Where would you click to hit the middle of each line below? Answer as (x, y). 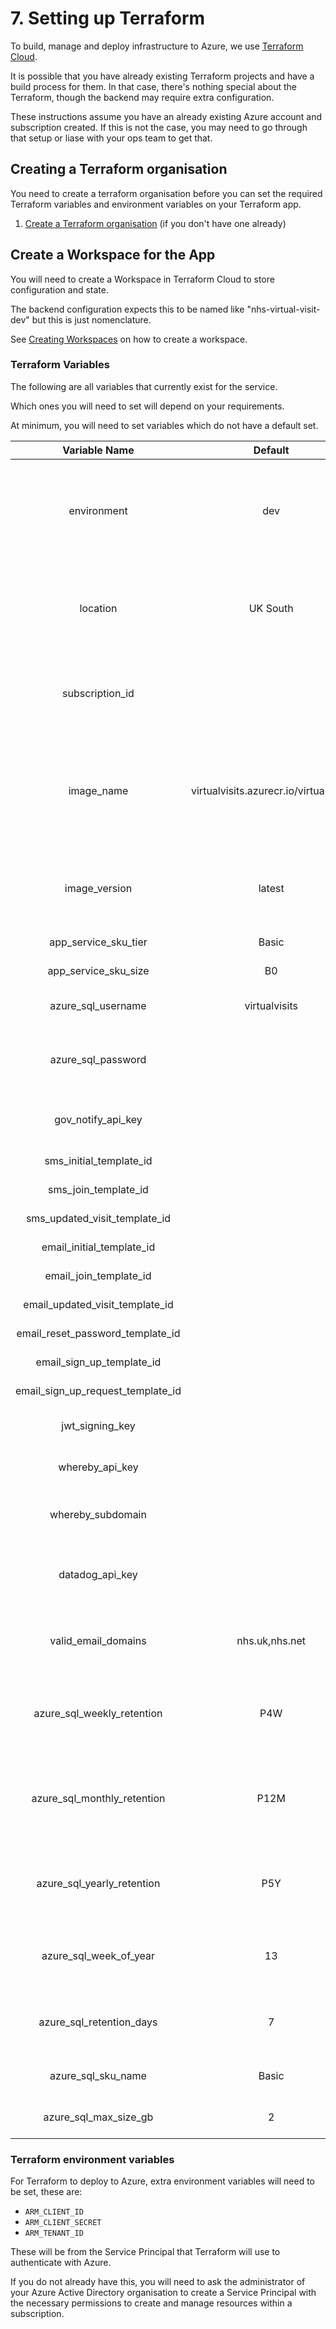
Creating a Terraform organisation (119, 169)
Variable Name (98, 450)
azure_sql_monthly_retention (98, 1798)
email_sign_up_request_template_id (98, 1390)
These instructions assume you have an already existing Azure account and (166, 116)
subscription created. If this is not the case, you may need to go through (159, 127)
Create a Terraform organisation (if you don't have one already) (155, 223)
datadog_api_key (98, 1574)
